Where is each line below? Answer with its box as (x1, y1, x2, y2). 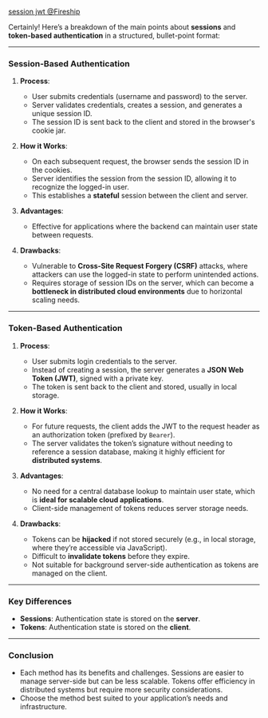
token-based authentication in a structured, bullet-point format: (8, 31, 221, 40)
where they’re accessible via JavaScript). (31, 543, 167, 552)
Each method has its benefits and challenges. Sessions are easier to (19, 668, 245, 678)
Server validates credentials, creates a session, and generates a (31, 100, 242, 110)
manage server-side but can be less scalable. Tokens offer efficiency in (19, 676, 255, 686)
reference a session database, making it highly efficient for (31, 447, 226, 457)
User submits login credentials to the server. (31, 356, 178, 366)
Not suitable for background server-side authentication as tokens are (31, 560, 259, 569)
